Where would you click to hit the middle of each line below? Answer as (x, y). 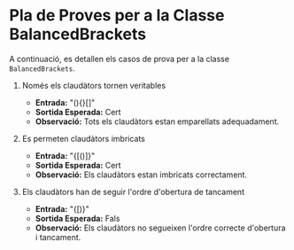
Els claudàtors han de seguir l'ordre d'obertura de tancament (133, 191)
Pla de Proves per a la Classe (117, 16)
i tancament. (58, 237)
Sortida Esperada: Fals (77, 218)
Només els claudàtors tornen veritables (94, 85)
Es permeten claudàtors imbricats (84, 138)
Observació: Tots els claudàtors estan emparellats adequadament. (157, 121)
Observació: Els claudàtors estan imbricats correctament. (141, 175)
